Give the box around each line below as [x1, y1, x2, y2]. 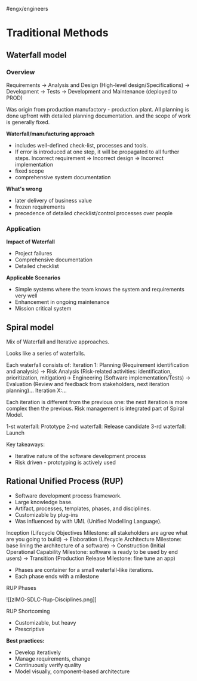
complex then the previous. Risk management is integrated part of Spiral [6, 405, 184, 412]
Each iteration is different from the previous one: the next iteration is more [6, 398, 188, 405]
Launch [6, 429, 25, 436]
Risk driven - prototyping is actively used [14, 459, 116, 466]
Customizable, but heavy [14, 619, 76, 626]
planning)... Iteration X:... [6, 387, 67, 394]
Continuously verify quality [14, 661, 82, 668]
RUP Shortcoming [6, 607, 50, 614]
